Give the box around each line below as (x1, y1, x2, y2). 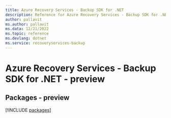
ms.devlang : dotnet (5, 36, 47, 41)
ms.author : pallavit (5, 21, 49, 27)
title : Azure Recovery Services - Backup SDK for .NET (5, 7, 124, 13)
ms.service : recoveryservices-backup (5, 41, 85, 46)
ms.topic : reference (5, 31, 49, 36)
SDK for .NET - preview (5, 73, 105, 84)
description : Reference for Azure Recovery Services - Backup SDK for (5, 12, 158, 17)
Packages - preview (5, 94, 70, 102)
